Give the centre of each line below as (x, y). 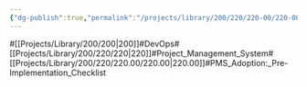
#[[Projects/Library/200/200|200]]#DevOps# (95, 43)
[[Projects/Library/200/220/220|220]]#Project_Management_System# (142, 53)
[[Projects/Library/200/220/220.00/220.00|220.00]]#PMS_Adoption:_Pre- (149, 63)
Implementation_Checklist (58, 72)
